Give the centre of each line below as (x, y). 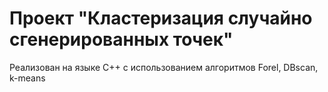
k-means (27, 78)
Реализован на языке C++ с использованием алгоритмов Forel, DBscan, (164, 67)
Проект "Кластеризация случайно (161, 18)
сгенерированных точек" (121, 39)
